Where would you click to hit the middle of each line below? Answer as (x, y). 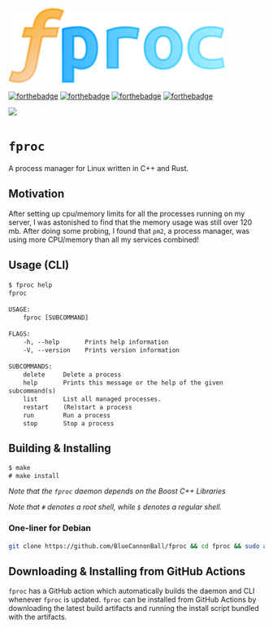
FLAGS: (19, 334)
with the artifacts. (38, 617)
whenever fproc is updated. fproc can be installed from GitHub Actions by (132, 599)
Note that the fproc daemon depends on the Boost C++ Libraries (117, 491)
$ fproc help (30, 285)
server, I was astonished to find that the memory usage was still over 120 (130, 222)
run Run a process (67, 415)
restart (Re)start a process (78, 407)
